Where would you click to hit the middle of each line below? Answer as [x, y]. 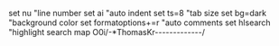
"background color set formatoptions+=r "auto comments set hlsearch [140, 23]
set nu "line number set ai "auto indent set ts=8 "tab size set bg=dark [138, 13]
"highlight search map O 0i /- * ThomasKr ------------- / [107, 32]
